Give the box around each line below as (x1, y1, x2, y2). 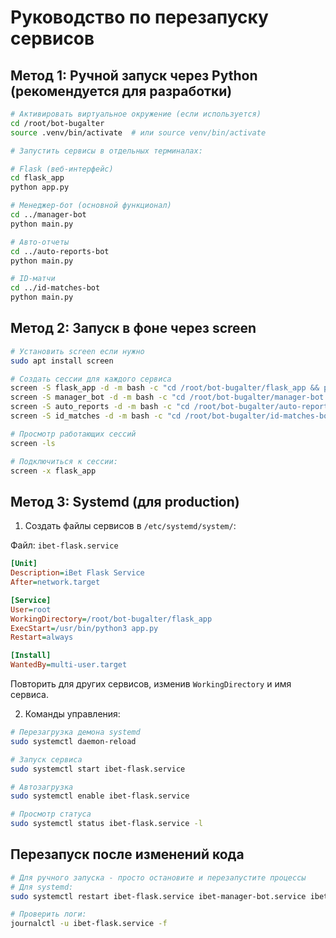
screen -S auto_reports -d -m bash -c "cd (10, 402, 190, 412)
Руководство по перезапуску (10, 6, 269, 29)
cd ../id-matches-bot (10, 283, 101, 293)
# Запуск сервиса (10, 754, 83, 765)
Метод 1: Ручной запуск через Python (10, 67, 258, 84)
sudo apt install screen (10, 356, 114, 366)
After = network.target (10, 577, 101, 587)
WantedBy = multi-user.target (10, 660, 128, 670)
